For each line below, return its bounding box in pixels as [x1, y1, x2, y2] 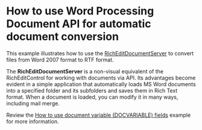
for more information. [6, 117, 59, 125]
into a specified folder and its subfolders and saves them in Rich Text [6, 87, 178, 94]
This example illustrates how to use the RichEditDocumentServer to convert [6, 49, 194, 57]
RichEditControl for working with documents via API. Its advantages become [6, 74, 196, 81]
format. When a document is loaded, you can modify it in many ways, [6, 93, 178, 101]
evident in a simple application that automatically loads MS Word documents [6, 80, 196, 88]
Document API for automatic [6, 17, 152, 31]
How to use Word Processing [6, 4, 154, 18]
